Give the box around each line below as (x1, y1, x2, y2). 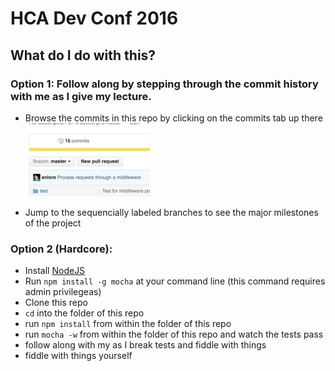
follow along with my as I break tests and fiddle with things (24, 339, 267, 351)
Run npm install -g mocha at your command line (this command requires (24, 275, 326, 287)
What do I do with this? (10, 47, 157, 64)
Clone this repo (24, 297, 88, 309)
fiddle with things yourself (24, 350, 133, 362)
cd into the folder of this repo (24, 307, 145, 319)
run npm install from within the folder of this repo (24, 318, 232, 330)
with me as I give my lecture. (10, 89, 152, 103)
